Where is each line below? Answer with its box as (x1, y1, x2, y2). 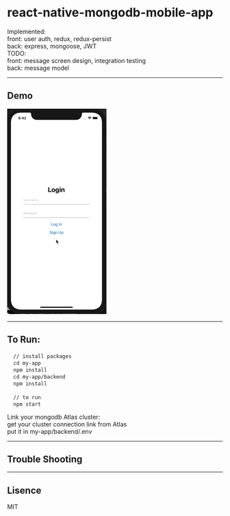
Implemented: (7, 27, 47, 36)
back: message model (7, 64, 70, 72)
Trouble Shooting (7, 453, 83, 465)
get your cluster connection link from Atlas (7, 420, 127, 428)
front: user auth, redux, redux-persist (7, 34, 112, 42)
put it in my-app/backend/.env (7, 427, 92, 435)
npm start (13, 400, 41, 408)
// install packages (13, 352, 72, 360)
